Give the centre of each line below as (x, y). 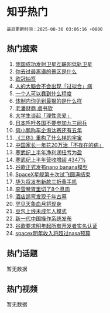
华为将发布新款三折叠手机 (46, 182)
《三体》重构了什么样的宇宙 (49, 137)
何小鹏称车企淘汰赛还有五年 (49, 130)
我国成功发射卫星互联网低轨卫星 (54, 64)
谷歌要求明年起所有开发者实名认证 (56, 226)
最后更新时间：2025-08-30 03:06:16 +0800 (55, 29)
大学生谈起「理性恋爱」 (43, 115)
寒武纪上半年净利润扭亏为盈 (49, 152)
